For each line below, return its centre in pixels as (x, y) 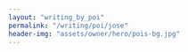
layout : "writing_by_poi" (56, 17)
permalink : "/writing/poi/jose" (68, 26)
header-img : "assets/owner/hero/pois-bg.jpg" (94, 33)
